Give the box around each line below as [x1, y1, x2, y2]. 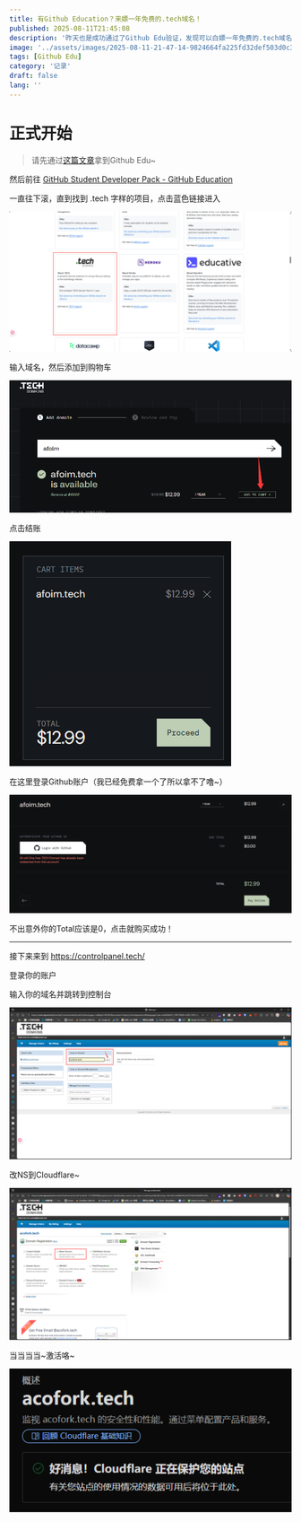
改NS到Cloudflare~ [9, 1169, 81, 1180]
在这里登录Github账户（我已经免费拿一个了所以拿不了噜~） [9, 776, 228, 787]
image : [9, 43, 34, 52]
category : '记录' [9, 62, 72, 71]
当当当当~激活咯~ [9, 1350, 75, 1360]
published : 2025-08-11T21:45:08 [9, 23, 130, 33]
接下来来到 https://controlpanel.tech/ [9, 951, 145, 962]
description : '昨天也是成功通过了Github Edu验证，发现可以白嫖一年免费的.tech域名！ [9, 33, 299, 42]
